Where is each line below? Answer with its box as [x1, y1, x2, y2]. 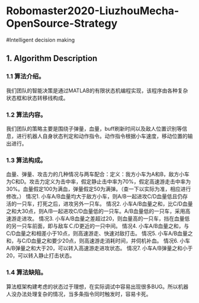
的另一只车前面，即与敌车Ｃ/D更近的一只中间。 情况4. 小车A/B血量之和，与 [6, 223, 190, 230]
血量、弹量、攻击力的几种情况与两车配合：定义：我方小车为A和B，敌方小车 [6, 170, 190, 178]
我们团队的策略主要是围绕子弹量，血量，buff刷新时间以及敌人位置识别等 [6, 125, 182, 132]
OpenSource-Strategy [6, 17, 118, 30]
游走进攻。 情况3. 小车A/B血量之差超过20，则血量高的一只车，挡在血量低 [11, 215, 190, 223]
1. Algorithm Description [6, 53, 98, 63]
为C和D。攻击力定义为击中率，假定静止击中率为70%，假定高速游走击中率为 [6, 178, 191, 185]
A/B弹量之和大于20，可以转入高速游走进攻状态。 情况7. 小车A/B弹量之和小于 [6, 244, 193, 252]
